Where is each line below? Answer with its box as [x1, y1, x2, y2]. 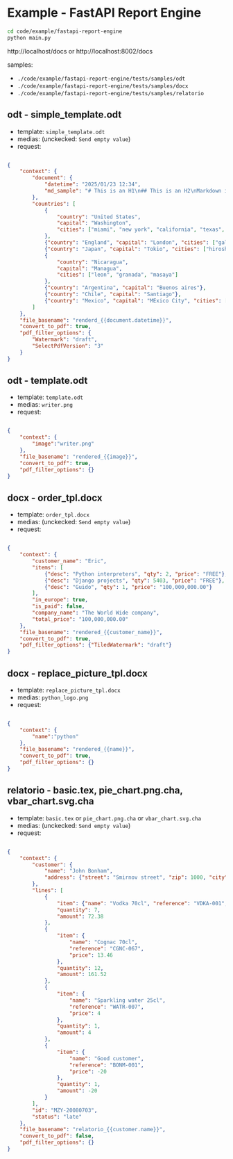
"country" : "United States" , [56, 213, 141, 220]
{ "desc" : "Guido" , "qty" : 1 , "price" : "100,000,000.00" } [44, 583, 213, 590]
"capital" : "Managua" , [56, 265, 123, 272]
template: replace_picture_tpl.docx [17, 686, 121, 694]
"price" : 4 [69, 1010, 101, 1016]
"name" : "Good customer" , [69, 1055, 144, 1062]
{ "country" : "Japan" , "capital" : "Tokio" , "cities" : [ [44, 245, 207, 252]
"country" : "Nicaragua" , [56, 259, 129, 266]
